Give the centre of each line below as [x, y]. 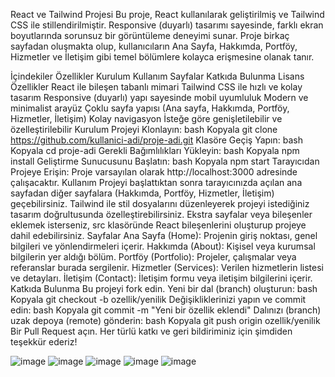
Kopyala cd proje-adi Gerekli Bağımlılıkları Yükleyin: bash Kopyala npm [155, 150]
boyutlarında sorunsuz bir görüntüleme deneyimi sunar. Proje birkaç [150, 35]
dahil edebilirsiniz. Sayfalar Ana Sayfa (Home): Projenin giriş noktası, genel [164, 235]
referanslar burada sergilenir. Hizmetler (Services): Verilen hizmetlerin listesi [167, 267]
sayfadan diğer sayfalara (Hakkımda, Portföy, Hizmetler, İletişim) [142, 193]
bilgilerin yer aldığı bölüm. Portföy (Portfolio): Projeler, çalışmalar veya [153, 257]
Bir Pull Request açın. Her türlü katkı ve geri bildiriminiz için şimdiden [151, 331]
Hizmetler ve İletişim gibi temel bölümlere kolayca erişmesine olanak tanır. [162, 57]
